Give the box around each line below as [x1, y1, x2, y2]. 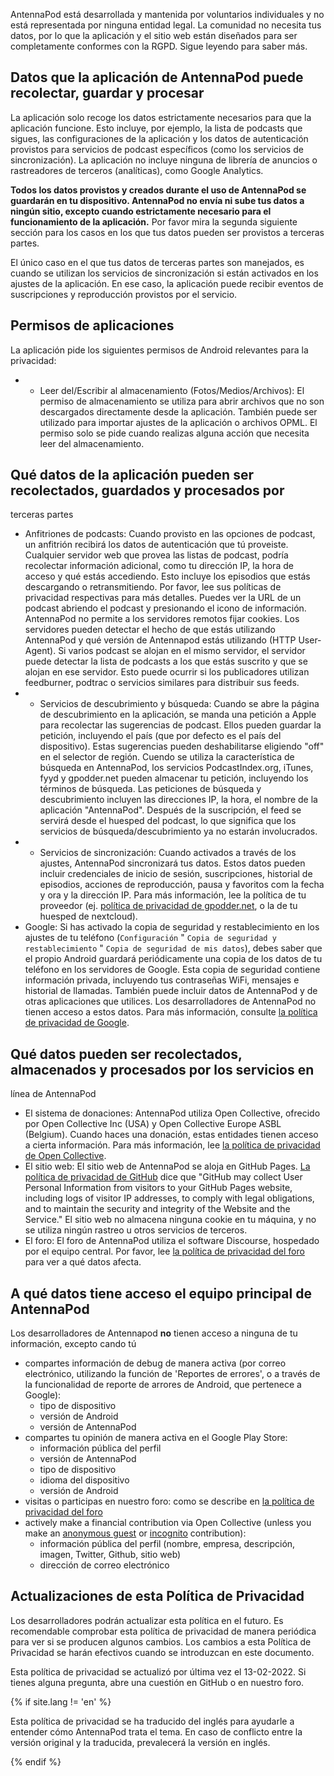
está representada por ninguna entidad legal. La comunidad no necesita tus [10, 19, 322, 31]
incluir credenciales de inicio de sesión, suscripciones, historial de [39, 868, 313, 880]
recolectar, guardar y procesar [10, 85, 205, 102]
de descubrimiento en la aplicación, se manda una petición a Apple [39, 709, 317, 721]
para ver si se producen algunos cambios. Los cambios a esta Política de [10, 1635, 312, 1648]
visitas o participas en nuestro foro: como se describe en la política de [24, 1495, 315, 1508]
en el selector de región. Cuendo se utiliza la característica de [39, 751, 295, 763]
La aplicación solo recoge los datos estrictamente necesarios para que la [10, 111, 312, 123]
